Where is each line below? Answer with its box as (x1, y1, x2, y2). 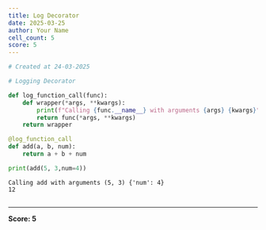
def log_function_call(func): (8, 91, 108, 99)
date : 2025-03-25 (8, 19, 66, 27)
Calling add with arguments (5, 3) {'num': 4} (8, 178, 165, 186)
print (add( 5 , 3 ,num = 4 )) (8, 164, 87, 172)
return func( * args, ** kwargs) (36, 113, 136, 121)
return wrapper (22, 121, 73, 129)
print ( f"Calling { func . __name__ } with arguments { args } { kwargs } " (36, 106, 260, 114)
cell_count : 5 (8, 33, 55, 42)
